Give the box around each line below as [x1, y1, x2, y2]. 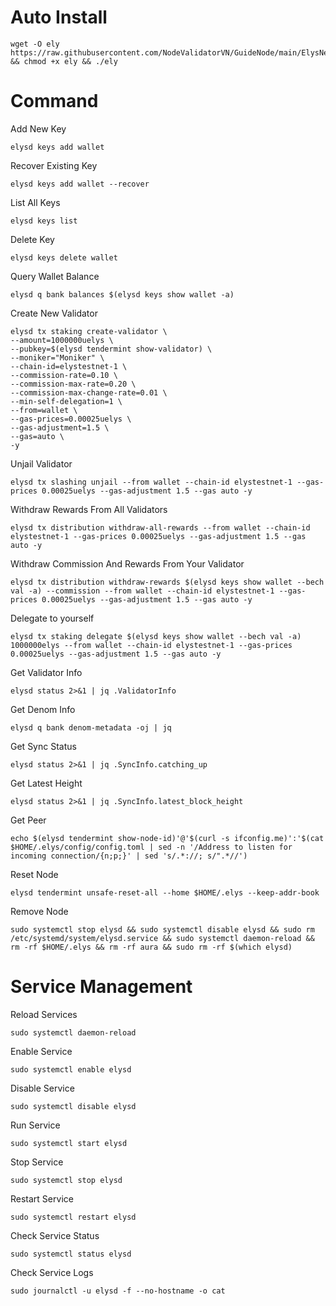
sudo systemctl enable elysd [10, 1064, 132, 1075]
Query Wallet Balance [10, 270, 100, 282]
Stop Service [10, 1156, 64, 1168]
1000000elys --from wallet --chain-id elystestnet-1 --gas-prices [10, 640, 293, 650]
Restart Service [10, 1192, 74, 1205]
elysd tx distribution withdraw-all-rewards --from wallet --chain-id [10, 522, 311, 533]
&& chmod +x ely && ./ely [10, 56, 118, 66]
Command [10, 90, 99, 113]
